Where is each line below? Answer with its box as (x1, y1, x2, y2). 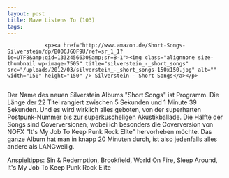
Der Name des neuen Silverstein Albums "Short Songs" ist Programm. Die (7, 91, 220, 99)
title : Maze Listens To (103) (7, 17, 96, 24)
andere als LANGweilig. (7, 143, 75, 151)
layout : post (7, 10, 45, 17)
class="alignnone (144, 54, 195, 61)
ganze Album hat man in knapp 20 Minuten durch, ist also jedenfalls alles (7, 135, 218, 143)
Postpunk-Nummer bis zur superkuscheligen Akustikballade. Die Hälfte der (7, 113, 223, 122)
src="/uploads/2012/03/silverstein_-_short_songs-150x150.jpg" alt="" (7, 67, 217, 74)
